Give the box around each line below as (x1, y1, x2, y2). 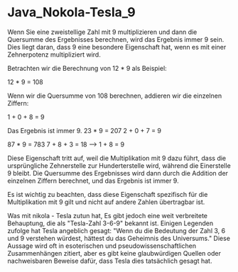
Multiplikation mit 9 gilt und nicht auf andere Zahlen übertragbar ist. (7, 198, 205, 206)
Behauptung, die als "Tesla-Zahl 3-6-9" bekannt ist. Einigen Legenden (7, 219, 214, 227)
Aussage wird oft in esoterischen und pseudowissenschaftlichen (7, 242, 197, 250)
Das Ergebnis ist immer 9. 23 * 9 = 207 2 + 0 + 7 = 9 (7, 126, 162, 135)
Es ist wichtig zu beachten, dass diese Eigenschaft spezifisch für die (7, 190, 208, 198)
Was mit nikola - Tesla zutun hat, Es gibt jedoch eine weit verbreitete (7, 211, 208, 220)
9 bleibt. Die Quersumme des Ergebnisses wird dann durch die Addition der (7, 169, 229, 177)
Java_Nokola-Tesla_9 (7, 4, 136, 21)
